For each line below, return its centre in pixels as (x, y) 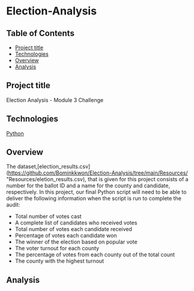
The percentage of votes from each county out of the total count (95, 255)
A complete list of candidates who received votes (76, 223)
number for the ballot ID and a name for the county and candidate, (88, 186)
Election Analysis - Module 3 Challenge (55, 100)
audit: (13, 205)
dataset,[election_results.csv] (54, 167)
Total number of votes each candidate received (73, 229)
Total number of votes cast (48, 217)
